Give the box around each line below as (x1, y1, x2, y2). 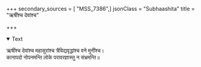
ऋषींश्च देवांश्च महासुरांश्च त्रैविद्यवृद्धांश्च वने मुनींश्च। (6, 47, 105, 54)
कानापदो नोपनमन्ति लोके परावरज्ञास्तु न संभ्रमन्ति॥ (6, 54, 100, 61)
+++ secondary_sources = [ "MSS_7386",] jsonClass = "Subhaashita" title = (6, 5, 196, 12)
